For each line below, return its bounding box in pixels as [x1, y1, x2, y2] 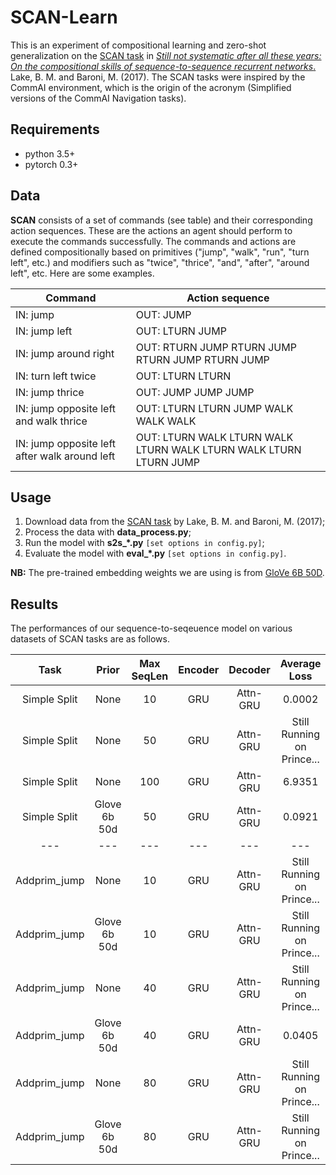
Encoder [178, 663, 220, 677]
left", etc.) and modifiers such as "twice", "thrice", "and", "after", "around [10, 256, 310, 268]
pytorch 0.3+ [24, 158, 79, 170]
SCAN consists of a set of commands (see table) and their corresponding [10, 214, 313, 226]
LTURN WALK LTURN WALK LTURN [135, 442, 302, 456]
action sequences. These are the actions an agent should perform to [10, 224, 293, 236]
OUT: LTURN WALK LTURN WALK [135, 430, 294, 444]
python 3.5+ [24, 147, 76, 160]
